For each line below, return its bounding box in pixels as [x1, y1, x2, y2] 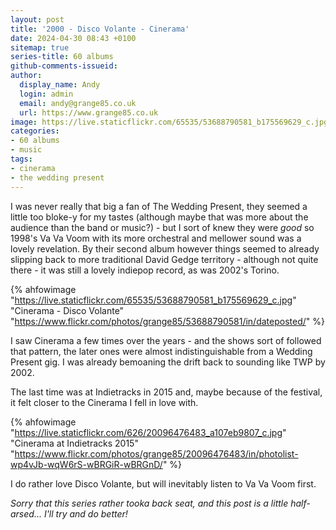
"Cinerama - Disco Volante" [10, 304, 125, 316]
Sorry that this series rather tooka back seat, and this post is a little [10, 497, 289, 509]
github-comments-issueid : [10, 61, 118, 71]
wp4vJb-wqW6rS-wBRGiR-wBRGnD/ [10, 458, 163, 470]
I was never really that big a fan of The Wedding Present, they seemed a [10, 200, 308, 212]
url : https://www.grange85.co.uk [19, 107, 159, 118]
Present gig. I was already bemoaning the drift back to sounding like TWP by [10, 356, 326, 368]
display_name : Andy [19, 80, 101, 90]
